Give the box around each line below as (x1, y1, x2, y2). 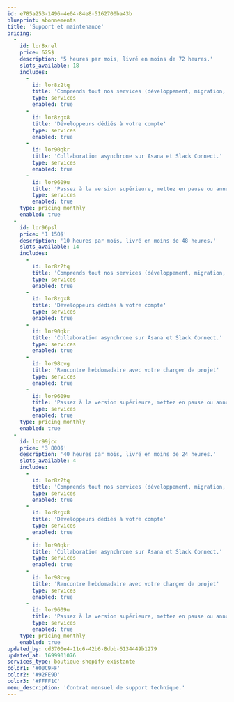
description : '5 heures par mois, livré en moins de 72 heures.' (19, 56, 214, 63)
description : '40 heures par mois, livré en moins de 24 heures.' (19, 451, 217, 458)
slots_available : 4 (19, 457, 77, 464)
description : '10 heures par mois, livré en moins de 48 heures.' (19, 237, 217, 244)
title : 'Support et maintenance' (7, 23, 104, 30)
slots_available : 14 (19, 243, 79, 251)
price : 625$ (19, 49, 54, 56)
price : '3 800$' (19, 444, 68, 452)
